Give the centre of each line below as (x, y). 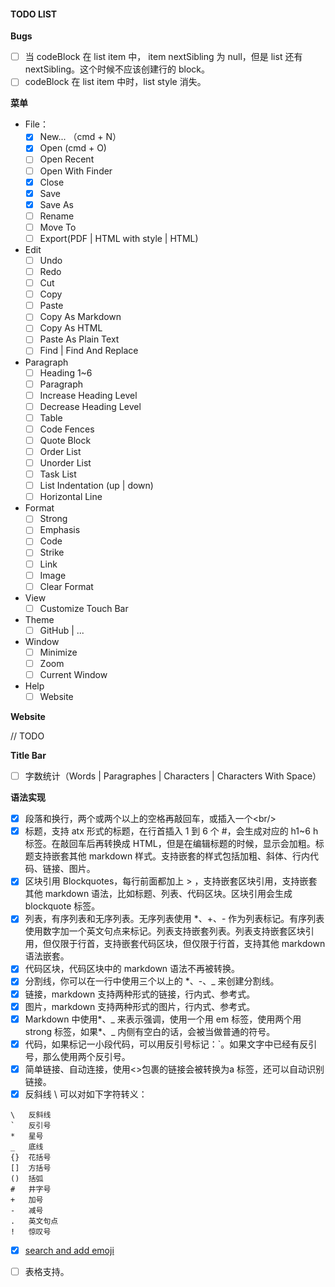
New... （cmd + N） (80, 137)
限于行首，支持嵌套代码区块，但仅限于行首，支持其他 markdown (192, 944)
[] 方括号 (31, 1168)
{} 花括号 (31, 1157)
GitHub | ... (62, 630)
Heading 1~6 (66, 372)
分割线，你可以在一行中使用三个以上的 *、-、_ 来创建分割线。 (152, 981)
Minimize (58, 652)
